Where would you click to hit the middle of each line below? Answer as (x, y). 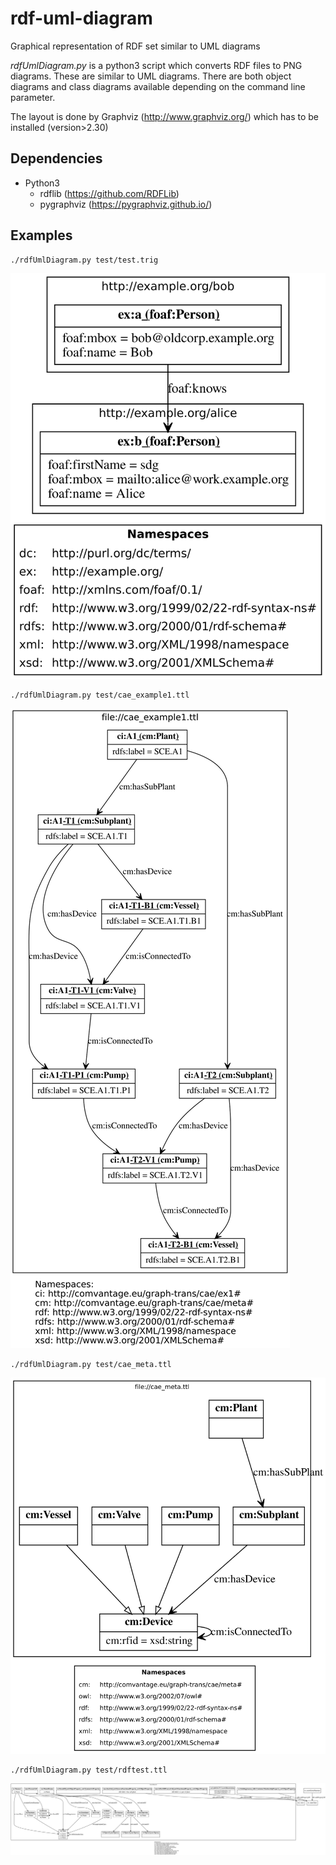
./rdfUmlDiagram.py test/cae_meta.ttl (91, 1364)
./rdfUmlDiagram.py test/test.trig (84, 260)
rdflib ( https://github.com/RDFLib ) (109, 193)
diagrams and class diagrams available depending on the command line (158, 86)
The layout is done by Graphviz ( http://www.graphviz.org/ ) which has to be (165, 116)
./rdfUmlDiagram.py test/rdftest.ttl (89, 1770)
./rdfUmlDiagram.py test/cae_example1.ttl (100, 695)
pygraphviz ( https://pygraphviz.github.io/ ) (126, 204)
